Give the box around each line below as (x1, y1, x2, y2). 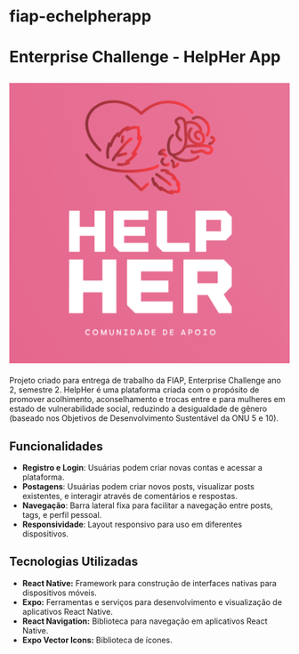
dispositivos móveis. (21, 587, 98, 598)
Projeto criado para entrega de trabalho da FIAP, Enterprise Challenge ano (9, 375, 282, 386)
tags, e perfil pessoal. (21, 510, 102, 520)
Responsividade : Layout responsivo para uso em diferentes (21, 519, 243, 529)
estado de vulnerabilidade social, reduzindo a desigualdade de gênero (9, 403, 268, 415)
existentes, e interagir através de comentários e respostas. (21, 491, 238, 501)
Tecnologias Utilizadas (9, 554, 139, 569)
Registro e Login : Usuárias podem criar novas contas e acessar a (21, 463, 263, 472)
